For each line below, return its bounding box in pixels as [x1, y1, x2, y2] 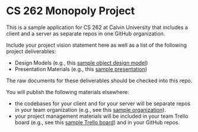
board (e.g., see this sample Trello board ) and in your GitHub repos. [14, 118, 180, 125]
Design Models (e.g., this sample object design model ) [14, 59, 148, 66]
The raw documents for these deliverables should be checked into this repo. [6, 77, 193, 84]
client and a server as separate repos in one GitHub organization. [6, 30, 165, 37]
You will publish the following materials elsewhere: [6, 88, 129, 95]
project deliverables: [6, 47, 56, 54]
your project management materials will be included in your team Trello [14, 112, 189, 120]
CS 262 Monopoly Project [6, 4, 135, 18]
